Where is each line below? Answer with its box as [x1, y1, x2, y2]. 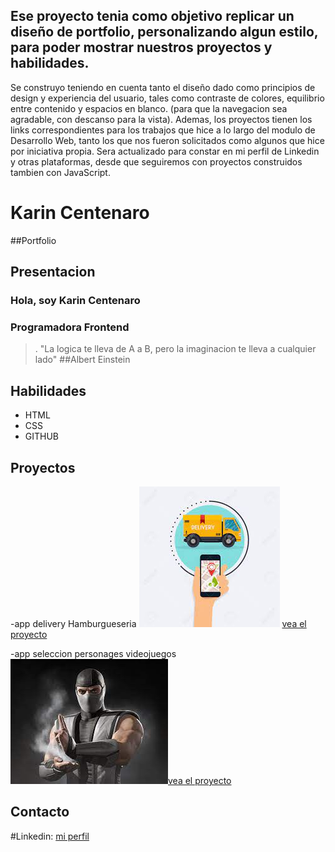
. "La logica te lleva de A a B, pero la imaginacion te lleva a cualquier [34, 343, 317, 355]
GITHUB [24, 430, 60, 443]
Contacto [10, 804, 70, 821]
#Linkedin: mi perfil [10, 830, 90, 842]
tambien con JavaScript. [10, 166, 111, 178]
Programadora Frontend [10, 320, 130, 334]
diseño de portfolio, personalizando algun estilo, [10, 24, 319, 41]
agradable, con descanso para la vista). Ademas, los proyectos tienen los [10, 113, 313, 125]
